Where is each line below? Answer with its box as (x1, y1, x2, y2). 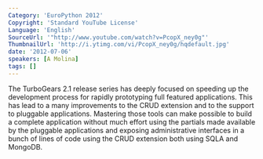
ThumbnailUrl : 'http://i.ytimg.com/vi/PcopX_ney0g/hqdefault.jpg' (8, 41, 230, 49)
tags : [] (8, 63, 37, 70)
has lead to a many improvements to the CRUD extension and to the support (8, 100, 254, 110)
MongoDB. (8, 142, 43, 151)
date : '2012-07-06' (8, 48, 72, 56)
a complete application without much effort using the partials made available (8, 117, 256, 126)
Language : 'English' (8, 26, 76, 34)
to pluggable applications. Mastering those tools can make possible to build (8, 109, 253, 118)
